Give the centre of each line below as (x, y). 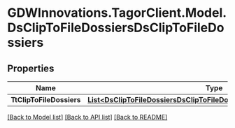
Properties (31, 68)
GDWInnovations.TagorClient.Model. (117, 13)
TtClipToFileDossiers (46, 100)
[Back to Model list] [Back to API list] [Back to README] (87, 117)
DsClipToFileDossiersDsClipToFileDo (116, 28)
